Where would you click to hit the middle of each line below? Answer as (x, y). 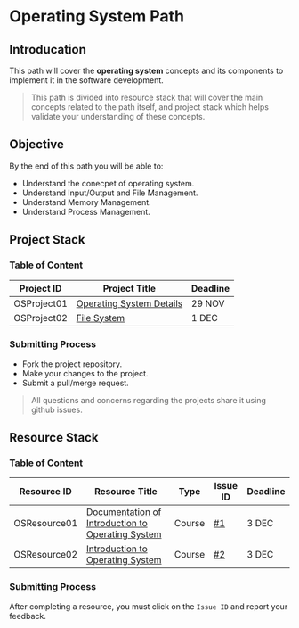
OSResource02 (46, 555)
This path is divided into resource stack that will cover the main (147, 97)
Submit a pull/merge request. (75, 383)
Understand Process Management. (86, 211)
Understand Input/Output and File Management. (110, 193)
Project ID (40, 288)
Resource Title (126, 492)
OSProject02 (41, 318)
